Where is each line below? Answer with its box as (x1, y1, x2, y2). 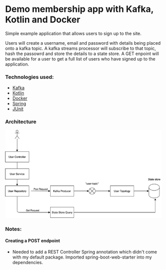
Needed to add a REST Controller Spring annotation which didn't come (12, 249, 158, 255)
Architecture (5, 118, 37, 125)
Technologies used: (5, 73, 54, 80)
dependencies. (12, 260, 43, 266)
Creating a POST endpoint (5, 238, 61, 244)
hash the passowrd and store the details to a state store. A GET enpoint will (5, 51, 159, 57)
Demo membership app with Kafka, (5, 3, 154, 15)
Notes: (5, 225, 22, 232)
